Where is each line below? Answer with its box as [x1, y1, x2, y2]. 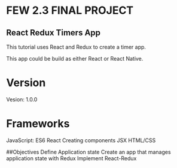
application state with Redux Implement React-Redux [6, 154, 137, 162]
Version [6, 76, 46, 90]
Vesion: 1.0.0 [6, 95, 38, 103]
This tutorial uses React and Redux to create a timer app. [6, 43, 147, 50]
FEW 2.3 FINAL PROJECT [6, 4, 134, 17]
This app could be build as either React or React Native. [6, 55, 144, 62]
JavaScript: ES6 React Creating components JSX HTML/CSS [6, 136, 156, 144]
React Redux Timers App [6, 28, 100, 38]
